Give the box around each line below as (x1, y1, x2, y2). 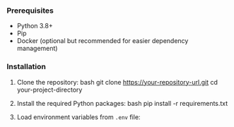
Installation (6, 62, 47, 72)
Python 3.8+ (16, 22, 54, 30)
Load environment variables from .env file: (16, 112, 141, 121)
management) (16, 44, 58, 53)
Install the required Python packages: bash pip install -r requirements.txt (16, 99, 228, 107)
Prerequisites (6, 6, 54, 16)
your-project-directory (16, 85, 83, 94)
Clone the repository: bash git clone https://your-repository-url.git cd (16, 78, 218, 86)
